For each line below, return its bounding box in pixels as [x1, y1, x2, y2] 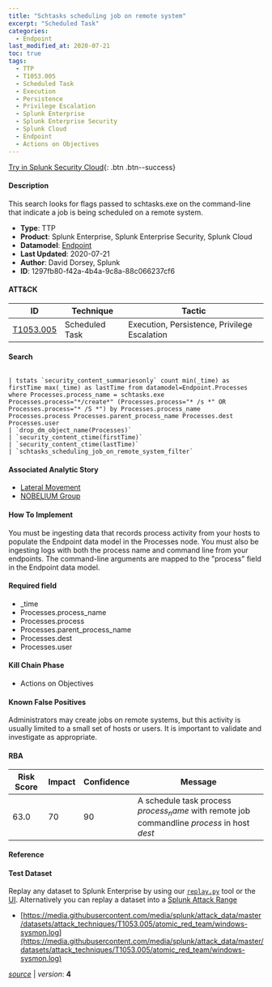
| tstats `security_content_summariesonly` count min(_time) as [8, 377, 230, 385]
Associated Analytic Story [8, 464, 99, 474]
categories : [8, 27, 49, 35]
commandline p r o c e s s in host [137, 817, 250, 828]
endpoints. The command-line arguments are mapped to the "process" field [8, 553, 261, 563]
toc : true [8, 49, 42, 58]
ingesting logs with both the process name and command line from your [8, 545, 249, 555]
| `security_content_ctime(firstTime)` [8, 434, 143, 442]
